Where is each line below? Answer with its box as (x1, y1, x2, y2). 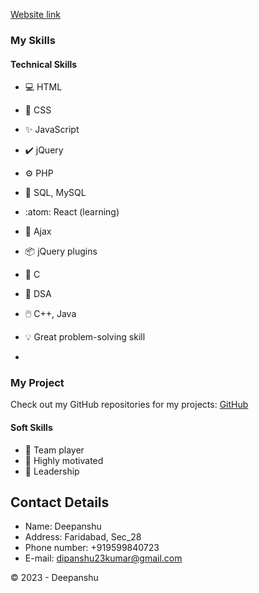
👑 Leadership (24, 465, 80, 477)
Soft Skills (10, 422, 53, 434)
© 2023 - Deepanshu (10, 572, 99, 584)
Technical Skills (10, 58, 78, 70)
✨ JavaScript (24, 124, 80, 136)
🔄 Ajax (24, 225, 52, 238)
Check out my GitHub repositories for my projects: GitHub (10, 399, 249, 411)
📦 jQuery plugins (24, 245, 98, 258)
